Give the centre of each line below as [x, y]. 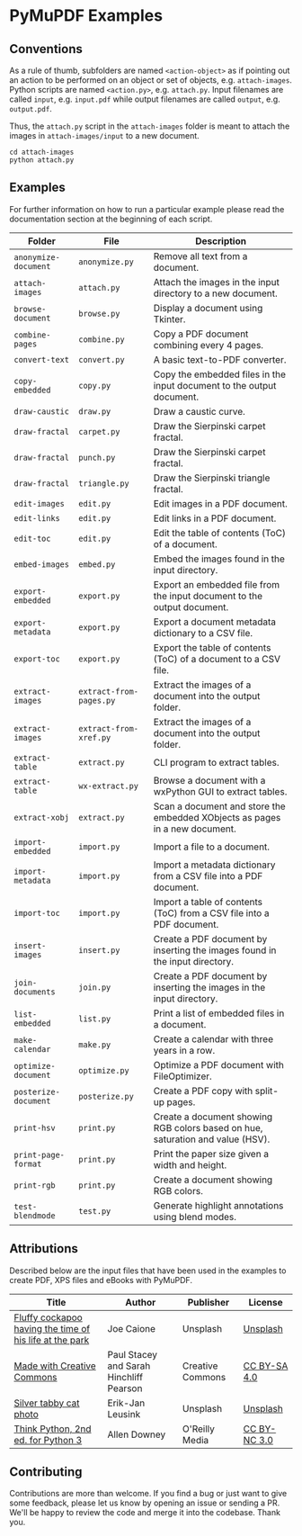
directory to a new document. [216, 293]
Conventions [46, 49]
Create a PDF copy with [203, 1091]
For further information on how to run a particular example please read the [147, 209]
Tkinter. [169, 319]
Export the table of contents [212, 647]
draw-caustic [42, 411]
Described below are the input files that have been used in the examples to [148, 1271]
